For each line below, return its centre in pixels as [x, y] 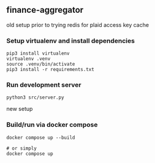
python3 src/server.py [35, 97]
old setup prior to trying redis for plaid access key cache [77, 25]
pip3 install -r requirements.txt [51, 70]
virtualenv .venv [28, 59]
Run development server [44, 85]
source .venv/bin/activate [41, 64]
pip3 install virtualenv [38, 54]
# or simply [21, 148]
